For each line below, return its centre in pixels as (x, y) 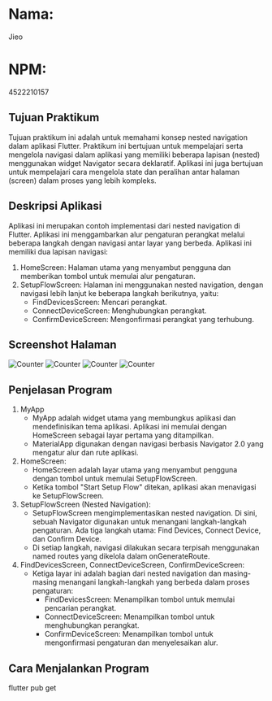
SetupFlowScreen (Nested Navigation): (86, 504)
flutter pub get (32, 687)
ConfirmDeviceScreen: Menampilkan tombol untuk (129, 634)
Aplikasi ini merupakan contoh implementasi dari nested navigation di (125, 225)
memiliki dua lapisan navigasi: (58, 251)
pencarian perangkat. (80, 608)
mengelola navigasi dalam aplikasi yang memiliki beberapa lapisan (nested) (134, 155)
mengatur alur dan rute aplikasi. (85, 453)
